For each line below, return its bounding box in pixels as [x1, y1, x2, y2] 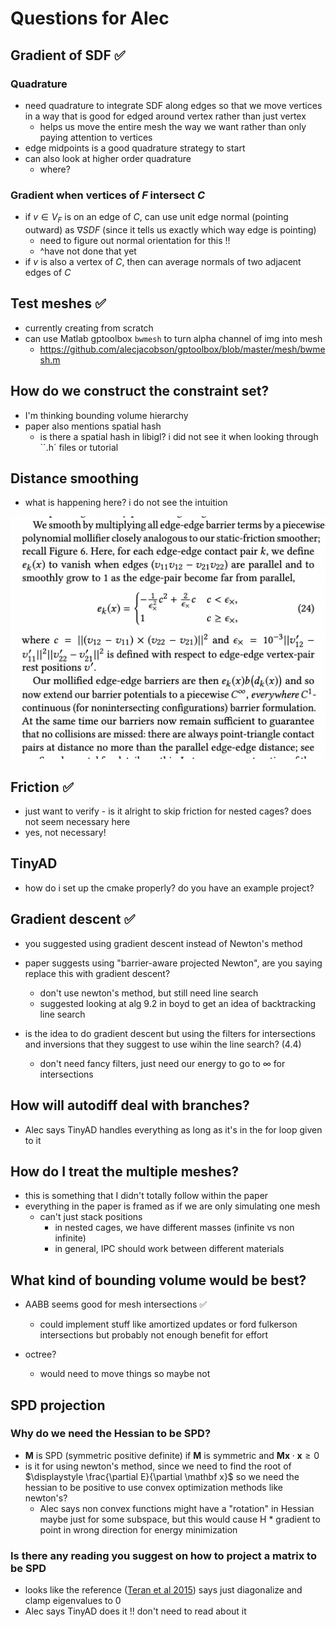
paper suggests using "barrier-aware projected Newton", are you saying [24, 957, 323, 969]
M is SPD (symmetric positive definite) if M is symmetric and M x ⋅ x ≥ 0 [24, 1449, 320, 1461]
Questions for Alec [10, 7, 170, 30]
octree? [24, 1348, 57, 1361]
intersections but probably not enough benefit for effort [39, 1329, 269, 1341]
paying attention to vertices [39, 131, 153, 143]
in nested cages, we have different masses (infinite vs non [54, 1222, 295, 1234]
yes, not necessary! [24, 827, 107, 839]
